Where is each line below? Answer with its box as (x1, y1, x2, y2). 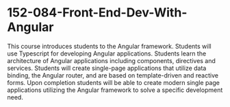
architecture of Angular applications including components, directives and (7, 56, 216, 64)
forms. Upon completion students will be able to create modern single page (7, 78, 220, 86)
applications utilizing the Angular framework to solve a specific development (7, 86, 223, 94)
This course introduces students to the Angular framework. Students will (7, 42, 212, 50)
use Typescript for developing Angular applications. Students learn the (7, 49, 207, 58)
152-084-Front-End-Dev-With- (7, 5, 188, 21)
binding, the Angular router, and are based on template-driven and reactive (7, 71, 219, 80)
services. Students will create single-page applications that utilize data (7, 64, 207, 72)
